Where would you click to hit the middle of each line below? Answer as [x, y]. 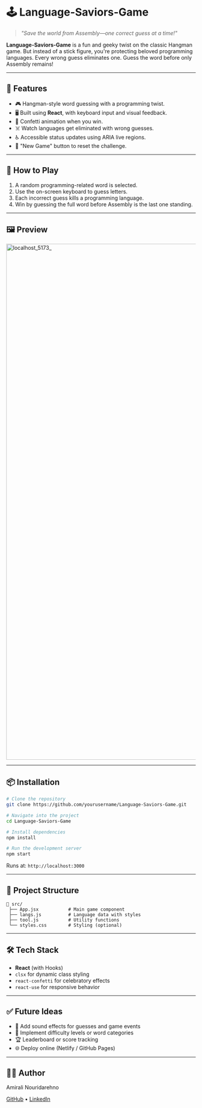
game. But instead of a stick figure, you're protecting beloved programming [99, 51]
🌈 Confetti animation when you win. [59, 121]
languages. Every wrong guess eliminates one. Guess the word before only [99, 57]
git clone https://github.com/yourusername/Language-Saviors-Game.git [96, 805]
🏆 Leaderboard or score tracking [57, 1039]
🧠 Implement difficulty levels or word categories [74, 1033]
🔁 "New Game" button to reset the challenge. [71, 145]
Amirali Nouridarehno [32, 1087]
